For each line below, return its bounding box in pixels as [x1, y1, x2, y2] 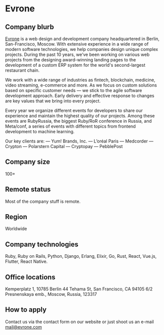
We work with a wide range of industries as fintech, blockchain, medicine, [5, 77, 156, 83]
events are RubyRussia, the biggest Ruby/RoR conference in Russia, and [5, 118, 152, 124]
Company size [5, 158, 50, 166]
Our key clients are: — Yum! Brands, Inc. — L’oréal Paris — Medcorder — [5, 138, 154, 144]
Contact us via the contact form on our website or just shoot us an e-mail [5, 319, 154, 325]
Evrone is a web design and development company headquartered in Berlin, [5, 36, 160, 42]
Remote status [5, 185, 51, 193]
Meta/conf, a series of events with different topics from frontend [5, 123, 136, 129]
